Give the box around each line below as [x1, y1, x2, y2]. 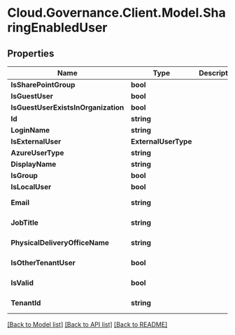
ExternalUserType [130, 137, 192, 146]
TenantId [10, 298, 41, 308]
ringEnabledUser [7, 20, 108, 36]
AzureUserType [10, 148, 64, 158]
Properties [7, 47, 55, 59]
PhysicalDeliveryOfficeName [10, 238, 110, 247]
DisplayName [10, 159, 57, 169]
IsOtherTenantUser [10, 258, 76, 267]
